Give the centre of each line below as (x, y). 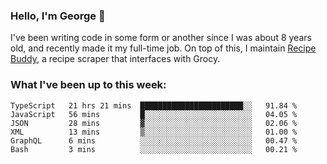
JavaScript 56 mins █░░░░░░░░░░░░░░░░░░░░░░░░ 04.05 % (154, 114)
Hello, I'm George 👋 (58, 16)
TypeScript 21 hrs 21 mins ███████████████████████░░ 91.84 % (154, 105)
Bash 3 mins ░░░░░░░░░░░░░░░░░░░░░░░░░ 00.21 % (154, 149)
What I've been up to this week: (88, 85)
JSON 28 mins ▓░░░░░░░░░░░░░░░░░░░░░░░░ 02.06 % (154, 123)
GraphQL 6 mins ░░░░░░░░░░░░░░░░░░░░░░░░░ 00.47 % (154, 140)
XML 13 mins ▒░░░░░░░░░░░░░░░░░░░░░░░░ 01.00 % (154, 132)
